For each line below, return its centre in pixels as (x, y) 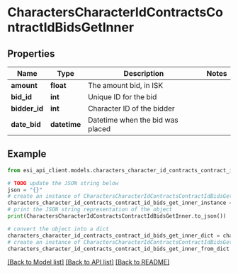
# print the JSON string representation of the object (90, 210)
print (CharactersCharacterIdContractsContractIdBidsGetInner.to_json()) (117, 216)
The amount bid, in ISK (125, 85)
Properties (31, 54)
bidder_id (27, 108)
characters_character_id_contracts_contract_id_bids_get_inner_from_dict (119, 249)
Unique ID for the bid (122, 97)
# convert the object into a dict (58, 229)
